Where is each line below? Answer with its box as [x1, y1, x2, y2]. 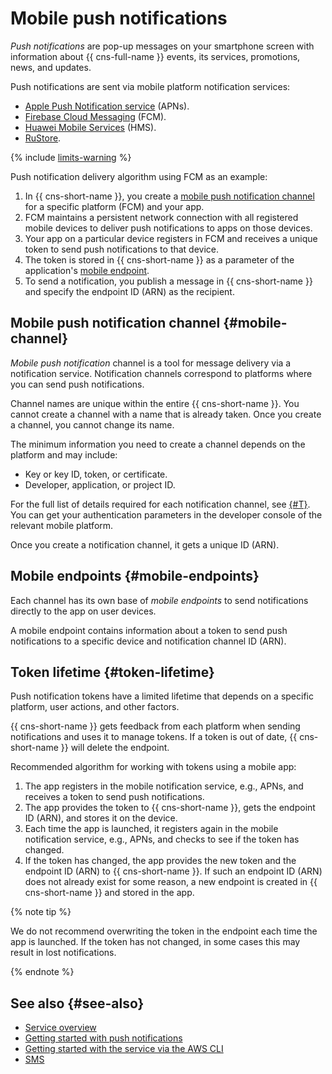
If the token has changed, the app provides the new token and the [24, 855, 297, 867]
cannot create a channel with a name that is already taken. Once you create [10, 408, 322, 420]
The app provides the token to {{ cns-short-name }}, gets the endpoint [24, 802, 316, 814]
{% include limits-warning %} [10, 151, 132, 163]
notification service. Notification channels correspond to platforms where [10, 367, 313, 379]
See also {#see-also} [10, 995, 145, 1012]
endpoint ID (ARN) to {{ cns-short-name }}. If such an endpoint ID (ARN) [24, 865, 323, 877]
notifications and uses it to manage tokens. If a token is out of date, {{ [10, 731, 298, 743]
